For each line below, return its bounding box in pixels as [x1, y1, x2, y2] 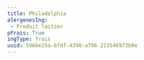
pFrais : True [7, 29, 45, 37]
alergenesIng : [7, 17, 48, 23]
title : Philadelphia [7, 10, 67, 17]
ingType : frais [7, 36, 51, 43]
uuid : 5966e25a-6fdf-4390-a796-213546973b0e [7, 42, 138, 49]
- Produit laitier [10, 23, 64, 30]
